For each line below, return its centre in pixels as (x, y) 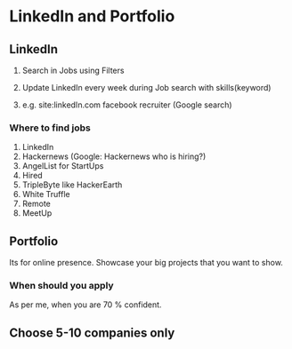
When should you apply (61, 286)
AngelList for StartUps (63, 166)
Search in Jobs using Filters (73, 70)
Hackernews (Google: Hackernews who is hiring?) (114, 156)
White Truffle (46, 194)
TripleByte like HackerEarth (72, 185)
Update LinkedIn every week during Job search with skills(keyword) (146, 87)
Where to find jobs (50, 128)
